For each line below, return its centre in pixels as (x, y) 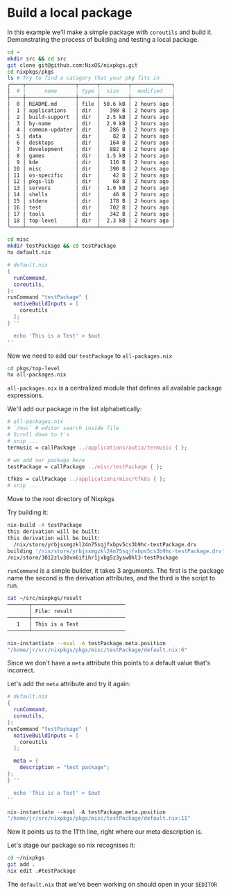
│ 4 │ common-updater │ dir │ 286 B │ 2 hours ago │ (91, 130)
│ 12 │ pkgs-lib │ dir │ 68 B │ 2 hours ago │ (91, 182)
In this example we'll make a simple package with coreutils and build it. (110, 32)
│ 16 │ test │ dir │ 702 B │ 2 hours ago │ (91, 207)
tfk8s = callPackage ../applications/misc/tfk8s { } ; (87, 479)
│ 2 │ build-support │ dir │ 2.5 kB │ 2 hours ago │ (91, 117)
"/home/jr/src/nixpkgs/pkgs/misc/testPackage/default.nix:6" (97, 650)
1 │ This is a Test (48, 624)
